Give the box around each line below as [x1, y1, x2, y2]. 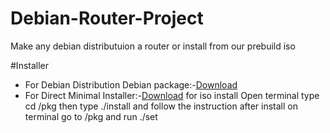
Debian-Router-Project [10, 7, 204, 30]
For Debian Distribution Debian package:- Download [24, 78, 238, 91]
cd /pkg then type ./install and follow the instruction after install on [24, 100, 298, 112]
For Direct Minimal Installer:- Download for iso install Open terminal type [24, 89, 320, 101]
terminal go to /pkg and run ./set [24, 110, 158, 122]
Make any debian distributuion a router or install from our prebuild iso [10, 40, 296, 52]
